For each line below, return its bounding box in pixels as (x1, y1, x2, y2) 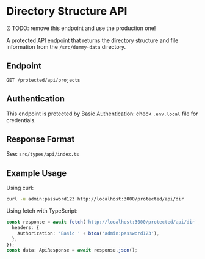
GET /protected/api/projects (6, 77, 81, 83)
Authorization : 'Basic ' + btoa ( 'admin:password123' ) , (17, 230, 160, 236)
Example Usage (6, 168, 67, 178)
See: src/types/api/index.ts (6, 150, 79, 158)
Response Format (6, 134, 75, 144)
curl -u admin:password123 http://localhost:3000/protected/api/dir (6, 196, 184, 202)
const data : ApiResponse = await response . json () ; (6, 247, 138, 254)
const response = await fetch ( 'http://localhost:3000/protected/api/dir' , (6, 219, 201, 225)
